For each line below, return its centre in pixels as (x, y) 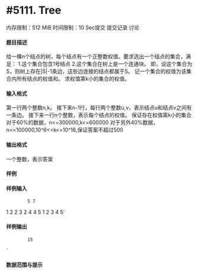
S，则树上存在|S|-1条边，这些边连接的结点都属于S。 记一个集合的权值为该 (96, 71)
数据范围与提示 (24, 265)
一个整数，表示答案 (30, 159)
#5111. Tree (34, 10)
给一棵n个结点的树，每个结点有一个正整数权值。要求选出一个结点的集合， (96, 56)
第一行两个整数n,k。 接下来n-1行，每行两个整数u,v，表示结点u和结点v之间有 (99, 108)
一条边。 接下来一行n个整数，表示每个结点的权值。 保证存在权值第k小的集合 (99, 115)
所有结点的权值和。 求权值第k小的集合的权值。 (73, 79)
